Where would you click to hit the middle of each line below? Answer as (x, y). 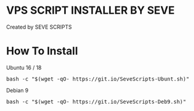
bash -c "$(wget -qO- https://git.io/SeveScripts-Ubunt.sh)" (98, 79)
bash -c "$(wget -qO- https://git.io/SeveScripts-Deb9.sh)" (96, 101)
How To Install (42, 51)
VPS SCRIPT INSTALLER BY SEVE (90, 10)
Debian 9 (17, 90)
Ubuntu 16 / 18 (24, 67)
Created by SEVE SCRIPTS (39, 27)
